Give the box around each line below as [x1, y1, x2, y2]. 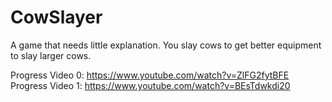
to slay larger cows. [10, 49, 92, 61]
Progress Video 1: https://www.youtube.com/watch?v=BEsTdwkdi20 [10, 79, 291, 91]
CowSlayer [10, 6, 103, 29]
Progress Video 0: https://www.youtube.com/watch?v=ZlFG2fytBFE [10, 69, 290, 81]
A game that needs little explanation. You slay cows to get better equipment [10, 39, 322, 51]
